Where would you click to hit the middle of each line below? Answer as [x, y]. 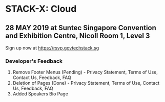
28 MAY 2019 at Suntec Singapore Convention [81, 28]
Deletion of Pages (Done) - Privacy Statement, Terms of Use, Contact [86, 83]
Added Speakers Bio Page [40, 94]
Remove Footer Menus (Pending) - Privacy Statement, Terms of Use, [85, 72]
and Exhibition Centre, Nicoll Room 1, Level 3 [78, 35]
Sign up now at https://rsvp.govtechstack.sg [52, 48]
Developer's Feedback [34, 61]
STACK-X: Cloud [41, 9]
